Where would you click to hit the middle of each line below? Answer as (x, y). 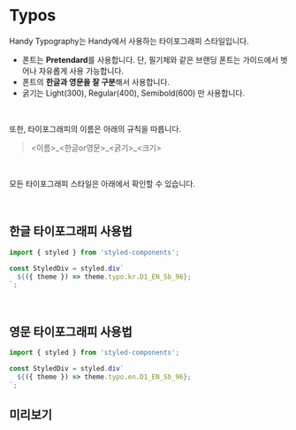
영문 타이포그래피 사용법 (71, 331)
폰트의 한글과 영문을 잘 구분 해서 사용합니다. (96, 81)
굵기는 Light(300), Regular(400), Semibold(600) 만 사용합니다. (133, 93)
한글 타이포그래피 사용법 (71, 231)
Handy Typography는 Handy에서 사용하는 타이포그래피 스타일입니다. (129, 41)
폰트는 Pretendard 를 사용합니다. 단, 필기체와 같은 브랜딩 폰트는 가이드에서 (150, 59)
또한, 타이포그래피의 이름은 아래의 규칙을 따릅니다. (95, 128)
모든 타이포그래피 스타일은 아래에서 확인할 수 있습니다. (102, 183)
